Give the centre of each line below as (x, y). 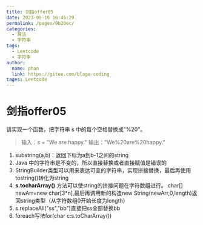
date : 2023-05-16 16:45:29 (40, 18)
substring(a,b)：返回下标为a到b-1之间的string (72, 155)
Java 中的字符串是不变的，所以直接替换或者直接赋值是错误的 (91, 163)
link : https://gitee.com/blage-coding (61, 74)
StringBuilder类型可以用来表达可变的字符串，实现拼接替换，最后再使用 (103, 170)
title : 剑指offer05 (30, 12)
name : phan (25, 68)
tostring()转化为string (42, 178)
